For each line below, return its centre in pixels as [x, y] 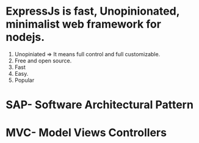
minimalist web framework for [83, 24]
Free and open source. [43, 61]
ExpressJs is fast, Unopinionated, [93, 11]
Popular [24, 80]
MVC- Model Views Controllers [86, 133]
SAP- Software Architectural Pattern [99, 105]
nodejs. [25, 37]
